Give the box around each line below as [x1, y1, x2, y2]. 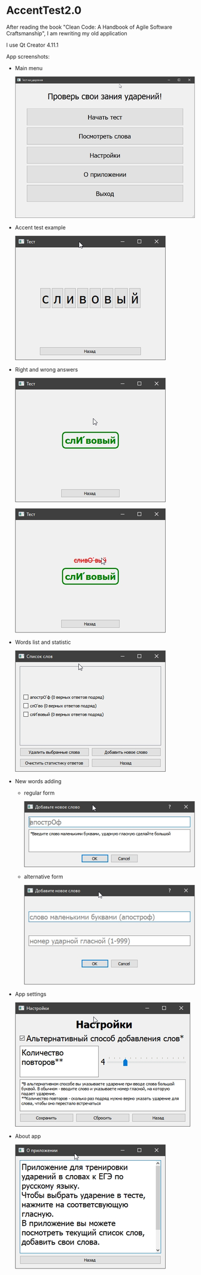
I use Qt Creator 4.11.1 [6, 41, 59, 48]
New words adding [14, 778, 62, 785]
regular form [23, 789, 55, 796]
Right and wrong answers [14, 366, 78, 373]
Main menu [14, 64, 43, 72]
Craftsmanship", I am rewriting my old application [6, 29, 127, 36]
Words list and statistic [14, 638, 71, 646]
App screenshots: [6, 53, 50, 60]
